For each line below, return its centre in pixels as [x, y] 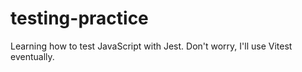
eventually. [32, 56]
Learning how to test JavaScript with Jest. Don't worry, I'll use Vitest [151, 46]
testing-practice [79, 18]
